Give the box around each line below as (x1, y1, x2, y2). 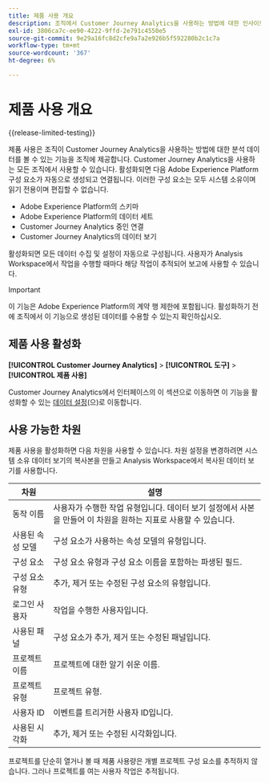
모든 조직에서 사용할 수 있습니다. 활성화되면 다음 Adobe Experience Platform (16, 164, 259, 173)
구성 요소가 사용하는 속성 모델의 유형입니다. (53, 536, 207, 547)
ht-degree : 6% (8, 57, 56, 65)
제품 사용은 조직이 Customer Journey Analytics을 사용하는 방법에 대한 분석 (8, 144, 246, 153)
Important (8, 284, 41, 294)
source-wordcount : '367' (8, 49, 91, 57)
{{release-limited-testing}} (8, 128, 96, 137)
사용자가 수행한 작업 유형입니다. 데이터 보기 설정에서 (53, 503, 239, 514)
